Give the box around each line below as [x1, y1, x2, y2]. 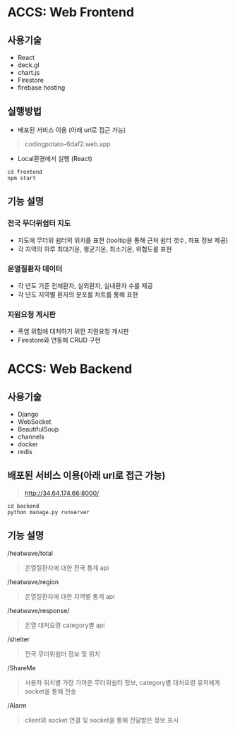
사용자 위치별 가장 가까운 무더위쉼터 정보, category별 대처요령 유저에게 [24, 678, 221, 687]
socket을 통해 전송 [24, 687, 76, 696]
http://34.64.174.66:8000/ [24, 489, 100, 497]
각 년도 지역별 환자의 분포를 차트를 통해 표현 [17, 290, 139, 299]
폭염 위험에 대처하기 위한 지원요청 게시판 [17, 327, 129, 335]
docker [17, 440, 39, 448]
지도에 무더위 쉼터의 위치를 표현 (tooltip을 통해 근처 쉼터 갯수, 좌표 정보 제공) [17, 236, 229, 244]
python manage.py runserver [7, 509, 90, 516]
